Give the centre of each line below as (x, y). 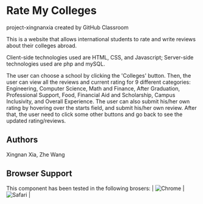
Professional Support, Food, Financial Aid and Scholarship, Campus (91, 95)
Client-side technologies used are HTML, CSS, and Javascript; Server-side (100, 57)
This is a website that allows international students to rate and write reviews (101, 39)
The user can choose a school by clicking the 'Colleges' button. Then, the (99, 75)
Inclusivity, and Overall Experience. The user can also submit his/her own (98, 101)
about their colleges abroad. (42, 46)
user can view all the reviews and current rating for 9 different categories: (98, 82)
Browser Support (40, 174)
